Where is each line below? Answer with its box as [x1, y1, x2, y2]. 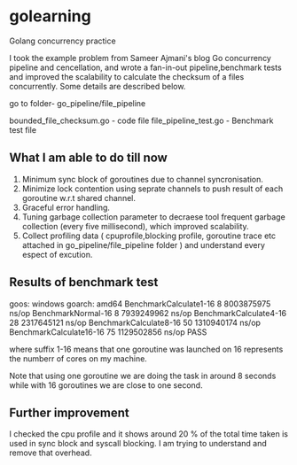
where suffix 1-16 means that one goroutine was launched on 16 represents [9, 344, 284, 354]
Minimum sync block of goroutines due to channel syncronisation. [21, 174, 264, 184]
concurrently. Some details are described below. [9, 81, 186, 91]
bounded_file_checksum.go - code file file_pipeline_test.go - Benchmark [9, 115, 274, 126]
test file [9, 124, 37, 135]
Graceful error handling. [21, 202, 111, 213]
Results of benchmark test [9, 275, 159, 290]
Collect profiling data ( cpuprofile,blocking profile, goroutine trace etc [21, 230, 277, 241]
